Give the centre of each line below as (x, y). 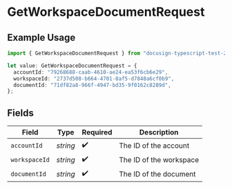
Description (159, 132)
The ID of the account (154, 146)
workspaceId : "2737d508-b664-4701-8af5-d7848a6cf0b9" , (94, 79)
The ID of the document (157, 174)
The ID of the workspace (159, 159)
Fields (21, 113)
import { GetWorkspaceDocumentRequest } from (74, 53)
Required (97, 132)
